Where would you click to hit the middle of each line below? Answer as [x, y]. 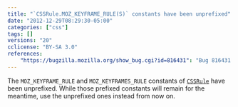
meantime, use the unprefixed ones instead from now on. [92, 96]
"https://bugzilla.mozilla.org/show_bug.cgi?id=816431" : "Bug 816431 [126, 61]
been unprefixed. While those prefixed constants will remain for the [106, 88]
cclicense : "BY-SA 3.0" [43, 47]
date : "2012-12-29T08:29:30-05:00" [60, 21]
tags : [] [20, 34]
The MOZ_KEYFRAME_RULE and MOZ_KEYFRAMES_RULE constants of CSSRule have [117, 81]
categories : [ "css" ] [38, 27]
